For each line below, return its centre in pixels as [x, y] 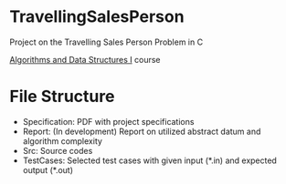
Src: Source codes [58, 150]
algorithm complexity [63, 141]
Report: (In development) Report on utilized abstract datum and [142, 131]
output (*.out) [48, 169]
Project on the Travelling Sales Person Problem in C [106, 42]
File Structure [62, 97]
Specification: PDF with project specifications [108, 121]
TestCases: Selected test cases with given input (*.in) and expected [149, 160]
